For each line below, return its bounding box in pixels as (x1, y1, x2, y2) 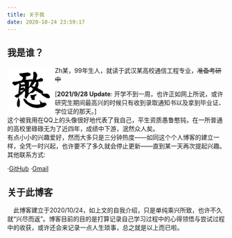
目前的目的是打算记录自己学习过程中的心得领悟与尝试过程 (61, 215, 225, 223)
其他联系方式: (7, 151, 46, 159)
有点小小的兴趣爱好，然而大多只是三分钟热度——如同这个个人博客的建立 (7, 133, 213, 142)
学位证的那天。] (55, 108, 97, 116)
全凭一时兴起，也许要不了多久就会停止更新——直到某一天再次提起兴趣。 (19, 142, 226, 151)
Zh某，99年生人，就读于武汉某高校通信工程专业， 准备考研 (55, 67, 222, 75)
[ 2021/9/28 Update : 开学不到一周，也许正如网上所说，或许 (55, 90, 224, 99)
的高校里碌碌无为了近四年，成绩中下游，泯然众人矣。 (7, 125, 159, 133)
